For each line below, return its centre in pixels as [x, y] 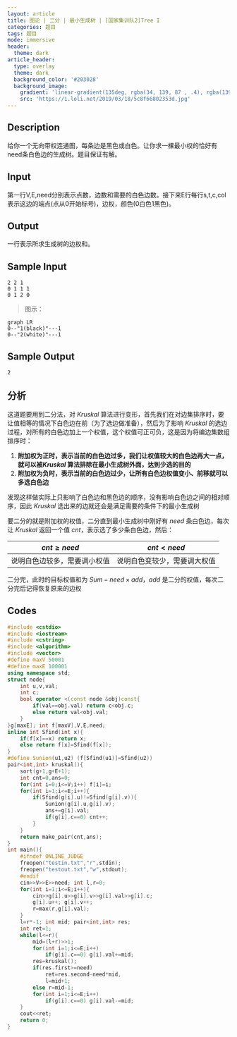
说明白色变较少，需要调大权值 [166, 560]
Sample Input [37, 266]
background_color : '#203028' [56, 79]
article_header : [31, 60]
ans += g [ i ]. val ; [67, 811]
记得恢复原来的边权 [54, 588]
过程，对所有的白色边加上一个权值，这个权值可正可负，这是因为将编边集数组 [119, 431]
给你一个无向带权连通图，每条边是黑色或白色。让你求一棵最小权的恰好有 [112, 145]
